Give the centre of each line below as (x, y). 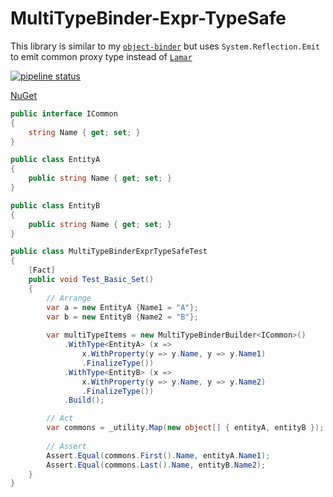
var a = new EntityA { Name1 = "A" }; (122, 307)
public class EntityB (55, 205)
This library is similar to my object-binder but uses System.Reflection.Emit (165, 46)
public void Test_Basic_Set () (91, 280)
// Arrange (69, 298)
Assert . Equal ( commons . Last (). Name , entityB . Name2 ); (156, 465)
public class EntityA (55, 160)
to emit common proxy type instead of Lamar (101, 56)
